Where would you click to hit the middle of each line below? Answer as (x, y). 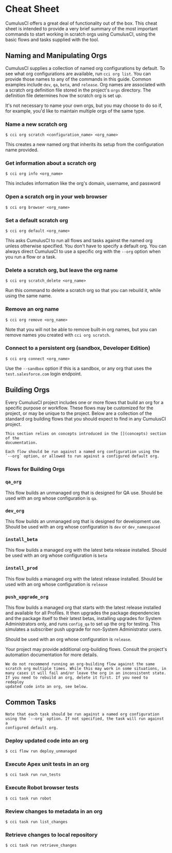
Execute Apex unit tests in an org (47, 764)
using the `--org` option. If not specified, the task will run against (85, 719)
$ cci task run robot (28, 798)
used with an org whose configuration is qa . (51, 498)
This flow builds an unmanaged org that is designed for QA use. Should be (84, 493)
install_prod (22, 568)
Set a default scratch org (37, 220)
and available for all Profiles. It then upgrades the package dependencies (83, 613)
